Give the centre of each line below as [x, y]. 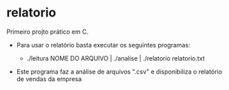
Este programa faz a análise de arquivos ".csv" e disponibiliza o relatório [119, 71]
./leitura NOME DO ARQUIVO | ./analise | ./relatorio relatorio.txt [116, 58]
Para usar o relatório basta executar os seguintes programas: [103, 45]
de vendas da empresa [49, 79]
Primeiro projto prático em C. [48, 32]
